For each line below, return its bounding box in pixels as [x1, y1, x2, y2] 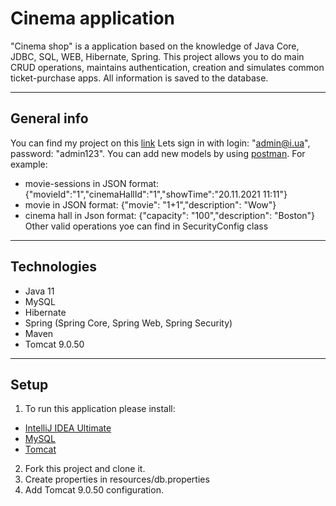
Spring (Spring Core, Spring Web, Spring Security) [24, 317, 233, 329]
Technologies [10, 258, 98, 276]
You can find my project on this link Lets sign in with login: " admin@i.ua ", [10, 137, 311, 149]
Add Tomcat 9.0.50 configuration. [24, 484, 164, 496]
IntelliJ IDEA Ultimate [24, 422, 112, 434]
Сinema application [10, 7, 176, 30]
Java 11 [24, 285, 55, 297]
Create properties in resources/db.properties [24, 473, 210, 486]
